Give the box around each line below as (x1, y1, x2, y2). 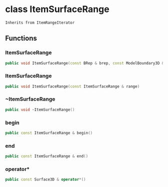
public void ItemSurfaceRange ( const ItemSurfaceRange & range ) (5, 84, 140, 89)
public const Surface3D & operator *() (5, 177, 86, 182)
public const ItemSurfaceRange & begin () (5, 131, 93, 136)
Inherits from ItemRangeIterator (5, 20, 75, 25)
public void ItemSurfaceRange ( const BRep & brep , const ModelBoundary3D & (5, 60, 164, 66)
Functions (5, 34, 37, 43)
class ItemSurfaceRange (5, 4, 109, 15)
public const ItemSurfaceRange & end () (5, 154, 88, 159)
